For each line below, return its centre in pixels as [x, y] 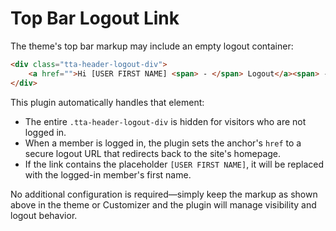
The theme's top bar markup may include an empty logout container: [152, 46]
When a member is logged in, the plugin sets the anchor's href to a [163, 143]
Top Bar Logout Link [95, 18]
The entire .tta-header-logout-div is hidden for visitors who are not [165, 121]
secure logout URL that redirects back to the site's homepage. [153, 153]
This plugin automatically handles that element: [107, 102]
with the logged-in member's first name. [108, 174]
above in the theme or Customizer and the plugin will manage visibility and [163, 204]
